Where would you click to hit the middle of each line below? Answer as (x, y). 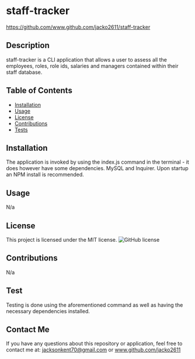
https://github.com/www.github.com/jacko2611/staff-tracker (78, 27)
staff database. (24, 72)
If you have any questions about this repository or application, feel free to (94, 344)
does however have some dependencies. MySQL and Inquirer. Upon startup (97, 168)
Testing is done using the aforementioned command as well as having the (95, 305)
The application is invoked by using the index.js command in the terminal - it (98, 162)
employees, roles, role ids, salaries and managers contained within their (92, 66)
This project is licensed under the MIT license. (62, 240)
